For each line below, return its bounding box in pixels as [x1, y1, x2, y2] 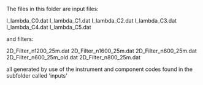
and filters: [6, 35, 34, 42]
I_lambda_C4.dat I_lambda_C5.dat [6, 24, 91, 31]
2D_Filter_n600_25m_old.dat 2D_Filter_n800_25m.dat [6, 54, 141, 61]
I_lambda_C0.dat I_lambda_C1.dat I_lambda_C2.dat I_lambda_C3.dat [6, 17, 177, 24]
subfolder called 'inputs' [6, 72, 67, 79]
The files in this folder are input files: [6, 6, 99, 12]
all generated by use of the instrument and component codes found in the [6, 65, 193, 73]
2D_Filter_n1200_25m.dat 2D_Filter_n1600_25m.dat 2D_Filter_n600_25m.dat [6, 47, 197, 54]
